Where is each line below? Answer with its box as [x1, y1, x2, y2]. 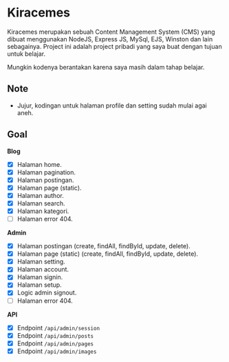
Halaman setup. [17, 281, 62, 289]
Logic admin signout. [17, 288, 77, 297]
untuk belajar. [7, 50, 46, 58]
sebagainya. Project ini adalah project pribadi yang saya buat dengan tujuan [7, 42, 222, 50]
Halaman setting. [17, 257, 65, 266]
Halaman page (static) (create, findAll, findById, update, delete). [17, 250, 198, 258]
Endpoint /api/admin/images [17, 347, 97, 355]
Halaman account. [17, 265, 69, 274]
